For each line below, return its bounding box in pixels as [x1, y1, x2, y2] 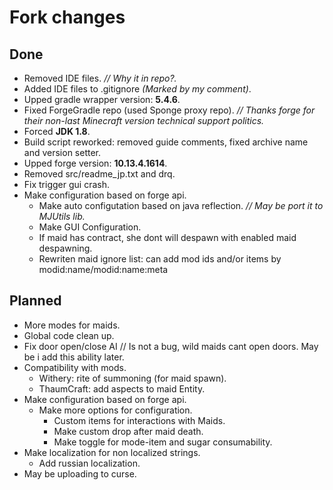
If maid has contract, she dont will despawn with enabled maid [38, 232, 297, 243]
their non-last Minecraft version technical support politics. [23, 115, 265, 126]
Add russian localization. [38, 457, 141, 469]
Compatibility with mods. [23, 361, 127, 373]
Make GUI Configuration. [38, 221, 142, 233]
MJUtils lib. [38, 211, 86, 222]
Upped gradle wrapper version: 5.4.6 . [23, 94, 181, 105]
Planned [9, 292, 62, 310]
